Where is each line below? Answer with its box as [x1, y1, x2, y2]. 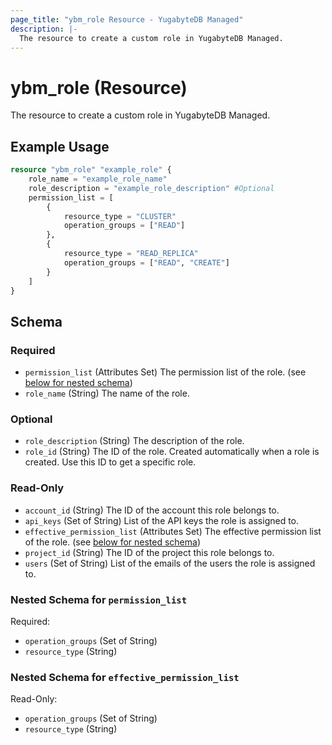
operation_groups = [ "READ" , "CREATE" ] [63, 257, 230, 268]
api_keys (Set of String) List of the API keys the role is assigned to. [24, 514, 300, 526]
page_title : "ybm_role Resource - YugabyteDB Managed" [10, 14, 244, 25]
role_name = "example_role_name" [28, 174, 168, 184]
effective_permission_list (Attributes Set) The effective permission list [24, 525, 322, 537]
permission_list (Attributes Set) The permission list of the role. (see [24, 366, 307, 378]
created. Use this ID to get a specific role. [24, 456, 197, 468]
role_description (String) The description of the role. [24, 435, 245, 447]
